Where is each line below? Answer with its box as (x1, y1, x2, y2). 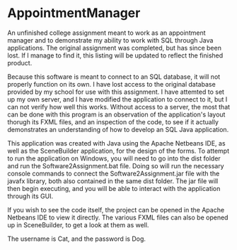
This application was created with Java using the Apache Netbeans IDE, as (7, 138, 226, 147)
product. (7, 58, 33, 67)
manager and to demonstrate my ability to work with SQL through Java (7, 36, 214, 44)
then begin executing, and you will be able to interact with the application (7, 184, 221, 192)
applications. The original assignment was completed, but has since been (7, 43, 221, 52)
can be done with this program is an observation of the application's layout (7, 110, 226, 119)
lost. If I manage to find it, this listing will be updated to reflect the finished (7, 51, 224, 60)
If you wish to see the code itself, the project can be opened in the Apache (7, 205, 225, 214)
